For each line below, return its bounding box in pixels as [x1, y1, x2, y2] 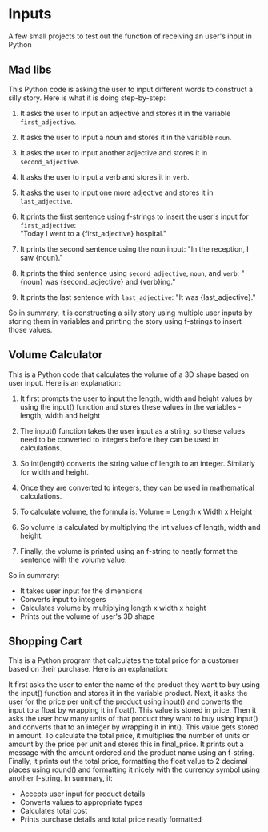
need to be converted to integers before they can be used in [19, 434, 219, 444]
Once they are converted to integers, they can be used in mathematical [19, 483, 254, 492]
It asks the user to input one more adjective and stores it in [19, 188, 214, 197]
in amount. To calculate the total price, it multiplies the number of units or [8, 731, 250, 741]
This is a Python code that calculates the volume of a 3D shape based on [8, 370, 250, 379]
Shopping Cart [8, 634, 82, 648]
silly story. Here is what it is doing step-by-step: [8, 93, 166, 103]
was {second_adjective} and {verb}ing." [44, 277, 176, 286]
